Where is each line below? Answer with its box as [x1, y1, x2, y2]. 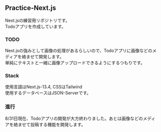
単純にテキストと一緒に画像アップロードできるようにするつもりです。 [5, 60, 145, 66]
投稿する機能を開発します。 [30, 121, 86, 127]
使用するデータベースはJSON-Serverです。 [5, 90, 91, 96]
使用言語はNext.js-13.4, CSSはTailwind [5, 84, 83, 90]
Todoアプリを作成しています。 [5, 23, 66, 29]
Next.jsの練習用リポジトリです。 [5, 17, 70, 23]
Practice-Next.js [5, 4, 56, 12]
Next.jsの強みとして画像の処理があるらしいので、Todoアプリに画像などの [5, 48, 153, 54]
